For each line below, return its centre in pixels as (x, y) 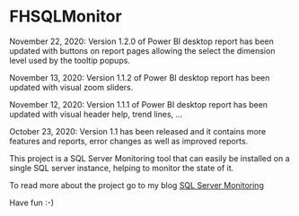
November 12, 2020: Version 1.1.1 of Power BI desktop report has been (138, 104)
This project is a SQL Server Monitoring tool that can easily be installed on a (149, 158)
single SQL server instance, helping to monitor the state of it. (122, 168)
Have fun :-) (32, 203)
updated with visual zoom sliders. (71, 87)
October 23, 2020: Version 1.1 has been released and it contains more (138, 131)
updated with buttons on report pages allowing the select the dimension (142, 50)
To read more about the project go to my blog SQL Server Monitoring (137, 185)
